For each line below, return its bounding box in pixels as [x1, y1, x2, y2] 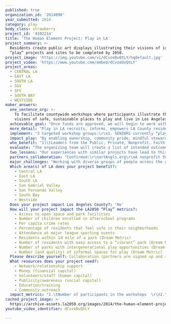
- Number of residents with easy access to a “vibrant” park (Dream [14, 240, 163, 245]
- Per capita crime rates [14, 221, 70, 226]
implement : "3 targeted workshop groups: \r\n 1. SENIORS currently [10, 131, 154, 136]
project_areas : [5, 64, 38, 69]
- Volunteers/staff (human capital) [14, 273, 93, 278]
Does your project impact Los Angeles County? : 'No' [10, 202, 124, 207]
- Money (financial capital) [14, 268, 76, 273]
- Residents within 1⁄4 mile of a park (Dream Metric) [14, 235, 131, 240]
